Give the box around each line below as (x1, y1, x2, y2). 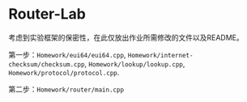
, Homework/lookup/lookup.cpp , (84, 58, 185, 69)
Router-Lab (8, 5, 87, 23)
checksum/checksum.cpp (8, 60, 85, 69)
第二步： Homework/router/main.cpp (8, 84, 124, 94)
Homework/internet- (127, 51, 194, 59)
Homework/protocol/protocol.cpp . (8, 67, 120, 77)
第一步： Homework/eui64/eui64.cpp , (8, 49, 126, 59)
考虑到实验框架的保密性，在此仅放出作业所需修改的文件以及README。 (8, 32, 245, 42)
